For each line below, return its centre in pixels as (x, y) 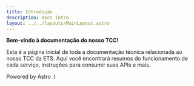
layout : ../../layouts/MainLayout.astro (58, 23)
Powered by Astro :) (31, 77)
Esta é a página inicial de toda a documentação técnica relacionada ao (95, 52)
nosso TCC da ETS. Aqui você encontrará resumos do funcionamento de (97, 59)
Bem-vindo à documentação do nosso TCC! (62, 41)
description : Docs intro (38, 18)
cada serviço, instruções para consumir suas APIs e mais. (79, 65)
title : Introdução (29, 12)
